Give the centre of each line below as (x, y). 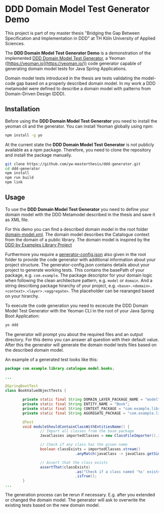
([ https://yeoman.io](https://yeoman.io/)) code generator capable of (73, 63)
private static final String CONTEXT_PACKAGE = (72, 409)
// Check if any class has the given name (84, 445)
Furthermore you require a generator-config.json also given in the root (76, 254)
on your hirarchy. (22, 296)
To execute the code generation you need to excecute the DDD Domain (77, 306)
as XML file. (17, 220)
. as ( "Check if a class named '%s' (110, 472)
